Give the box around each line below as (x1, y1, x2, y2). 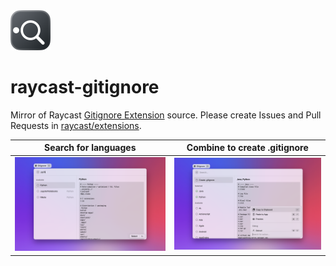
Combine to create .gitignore (186, 142, 309, 154)
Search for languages (44, 142, 137, 154)
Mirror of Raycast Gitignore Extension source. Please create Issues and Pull (10, 109, 322, 121)
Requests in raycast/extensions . (10, 119, 142, 131)
